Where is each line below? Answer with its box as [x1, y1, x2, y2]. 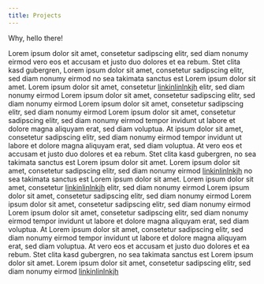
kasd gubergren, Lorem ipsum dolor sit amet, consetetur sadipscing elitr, [8, 65, 244, 75]
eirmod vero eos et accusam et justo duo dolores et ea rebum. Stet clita [8, 57, 240, 66]
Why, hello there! [8, 33, 63, 43]
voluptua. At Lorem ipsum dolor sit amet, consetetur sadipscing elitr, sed [8, 224, 244, 234]
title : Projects [8, 11, 61, 20]
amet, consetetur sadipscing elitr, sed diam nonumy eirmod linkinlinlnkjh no [8, 166, 253, 175]
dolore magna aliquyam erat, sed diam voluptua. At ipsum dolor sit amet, [8, 124, 244, 133]
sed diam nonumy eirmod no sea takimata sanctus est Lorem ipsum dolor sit [8, 73, 256, 83]
